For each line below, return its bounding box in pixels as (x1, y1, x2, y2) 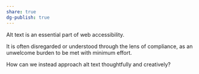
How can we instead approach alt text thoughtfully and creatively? (6, 61, 171, 68)
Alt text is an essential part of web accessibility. (6, 31, 125, 38)
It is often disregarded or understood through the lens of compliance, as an (6, 43, 193, 50)
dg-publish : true (6, 14, 50, 20)
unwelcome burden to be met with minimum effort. (6, 49, 133, 56)
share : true (6, 8, 36, 15)
